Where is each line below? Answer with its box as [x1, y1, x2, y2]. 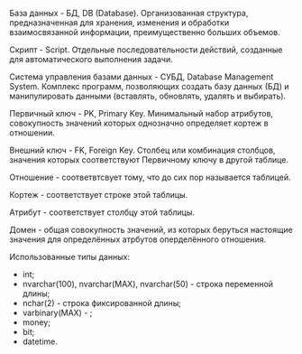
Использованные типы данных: [9, 252, 131, 262]
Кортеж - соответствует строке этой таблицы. [9, 190, 188, 200]
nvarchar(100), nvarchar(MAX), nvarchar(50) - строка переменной [22, 279, 273, 289]
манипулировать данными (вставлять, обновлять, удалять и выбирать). [9, 90, 287, 101]
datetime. [22, 336, 59, 347]
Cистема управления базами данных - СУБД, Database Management [9, 71, 274, 82]
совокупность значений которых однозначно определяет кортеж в [9, 117, 269, 128]
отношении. [9, 127, 56, 138]
